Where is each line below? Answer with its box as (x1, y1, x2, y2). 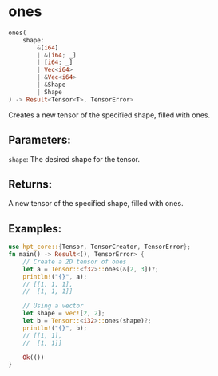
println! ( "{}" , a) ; (22, 272, 88, 281)
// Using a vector (22, 302, 84, 310)
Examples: (8, 222, 62, 235)
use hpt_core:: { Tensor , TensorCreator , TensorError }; (8, 243, 192, 251)
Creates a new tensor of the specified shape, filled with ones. (8, 110, 210, 120)
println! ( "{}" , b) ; (22, 324, 88, 332)
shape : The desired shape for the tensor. (8, 154, 141, 164)
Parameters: (8, 133, 71, 147)
